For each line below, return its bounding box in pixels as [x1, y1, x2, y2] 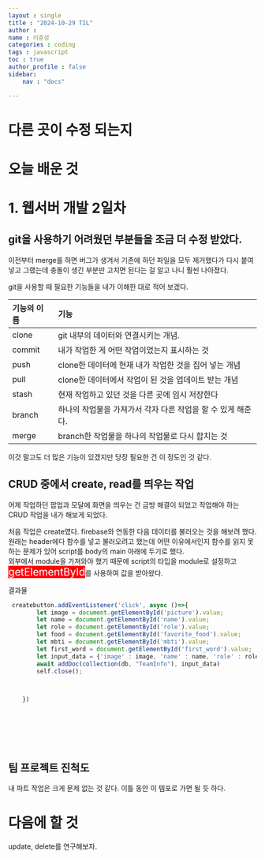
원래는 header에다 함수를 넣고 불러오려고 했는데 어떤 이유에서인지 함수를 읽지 [8, 536, 246, 546]
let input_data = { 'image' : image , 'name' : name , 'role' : [36, 652, 242, 660]
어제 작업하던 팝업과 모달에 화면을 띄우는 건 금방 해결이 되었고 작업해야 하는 [8, 500, 240, 509]
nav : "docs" [22, 77, 65, 85]
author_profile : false [8, 63, 87, 71]
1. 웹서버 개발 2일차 [8, 199, 126, 217]
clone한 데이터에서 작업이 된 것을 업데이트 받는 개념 [58, 374, 239, 385]
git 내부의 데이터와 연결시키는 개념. [58, 329, 180, 340]
